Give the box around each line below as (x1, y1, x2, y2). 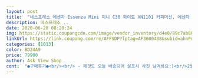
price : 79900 (6, 52, 38, 58)
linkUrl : (6, 36, 28, 42)
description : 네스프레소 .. (6, 19, 69, 25)
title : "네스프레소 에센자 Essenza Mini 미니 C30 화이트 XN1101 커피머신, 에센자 (6, 14, 190, 20)
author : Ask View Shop (6, 57, 62, 63)
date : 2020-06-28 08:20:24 (6, 25, 72, 31)
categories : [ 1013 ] (6, 42, 54, 48)
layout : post (6, 8, 38, 15)
